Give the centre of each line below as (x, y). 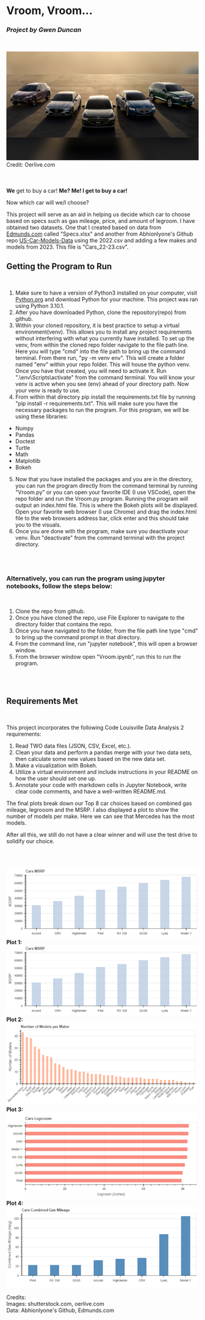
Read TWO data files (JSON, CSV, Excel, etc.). (73, 746)
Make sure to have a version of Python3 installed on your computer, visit (106, 293)
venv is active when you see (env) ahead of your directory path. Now (102, 384)
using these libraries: (41, 416)
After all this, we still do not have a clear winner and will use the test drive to (102, 835)
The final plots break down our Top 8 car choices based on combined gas (99, 803)
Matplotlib (28, 461)
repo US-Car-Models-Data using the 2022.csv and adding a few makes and (102, 241)
